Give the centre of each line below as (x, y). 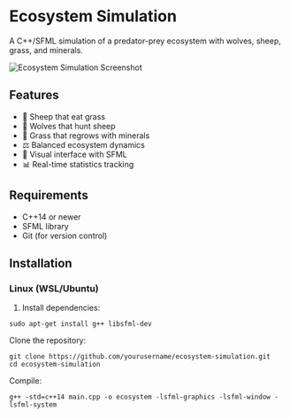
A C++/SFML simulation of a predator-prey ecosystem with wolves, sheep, (145, 41)
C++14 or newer (51, 217)
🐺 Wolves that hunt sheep (69, 126)
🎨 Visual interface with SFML (74, 154)
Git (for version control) (65, 236)
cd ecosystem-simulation (55, 365)
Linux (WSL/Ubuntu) (54, 288)
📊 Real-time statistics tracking (78, 164)
